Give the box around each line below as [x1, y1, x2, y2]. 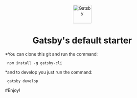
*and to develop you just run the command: [5, 69, 93, 75]
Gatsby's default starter [32, 35, 132, 46]
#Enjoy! [5, 87, 21, 93]
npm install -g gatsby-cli [7, 60, 63, 66]
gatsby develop [7, 78, 38, 83]
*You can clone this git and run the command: [5, 51, 98, 57]
